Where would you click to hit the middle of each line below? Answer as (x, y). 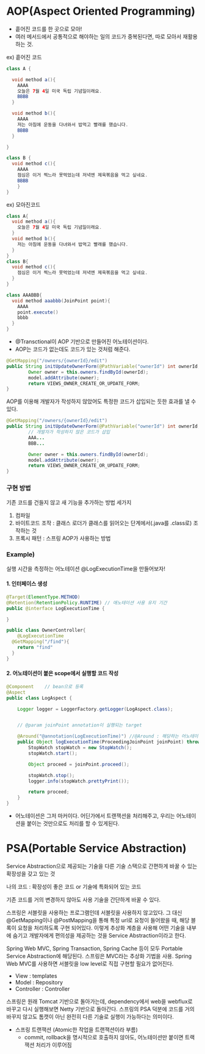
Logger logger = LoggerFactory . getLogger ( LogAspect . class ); (95, 709)
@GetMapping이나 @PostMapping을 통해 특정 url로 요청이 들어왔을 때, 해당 (98, 920)
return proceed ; (49, 792)
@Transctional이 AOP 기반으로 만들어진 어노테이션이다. (82, 342)
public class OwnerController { (46, 630)
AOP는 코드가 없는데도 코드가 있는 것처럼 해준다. (73, 350)
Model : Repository (39, 982)
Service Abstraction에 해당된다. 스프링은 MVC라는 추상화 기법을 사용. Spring (99, 956)
